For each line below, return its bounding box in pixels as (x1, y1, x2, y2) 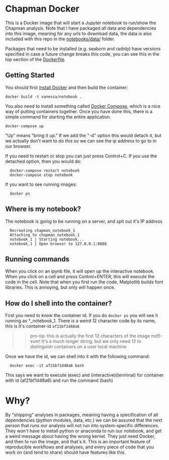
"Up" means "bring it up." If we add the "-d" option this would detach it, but (5, 132, 162, 138)
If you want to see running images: (5, 181, 77, 187)
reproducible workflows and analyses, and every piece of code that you (5, 444, 154, 450)
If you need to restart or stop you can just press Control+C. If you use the (5, 152, 157, 159)
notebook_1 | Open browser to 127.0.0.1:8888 (10, 241, 107, 246)
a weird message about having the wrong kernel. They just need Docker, (5, 433, 156, 439)
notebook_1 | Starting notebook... (10, 237, 84, 242)
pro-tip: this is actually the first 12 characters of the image (30, 333, 150, 339)
